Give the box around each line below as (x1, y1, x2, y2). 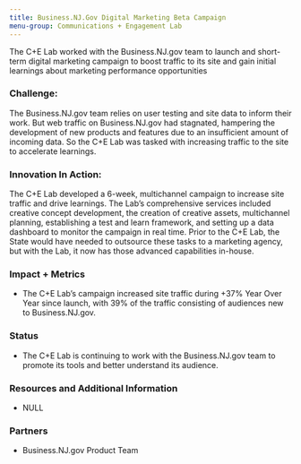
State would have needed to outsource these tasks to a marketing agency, (9, 236, 284, 247)
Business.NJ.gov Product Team (21, 445, 139, 456)
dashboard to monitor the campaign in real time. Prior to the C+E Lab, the (9, 227, 280, 237)
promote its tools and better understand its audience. (21, 359, 219, 370)
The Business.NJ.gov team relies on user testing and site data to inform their (9, 107, 292, 118)
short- (257, 46, 280, 56)
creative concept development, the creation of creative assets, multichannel (9, 208, 290, 219)
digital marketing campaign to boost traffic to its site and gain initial (28, 56, 277, 66)
